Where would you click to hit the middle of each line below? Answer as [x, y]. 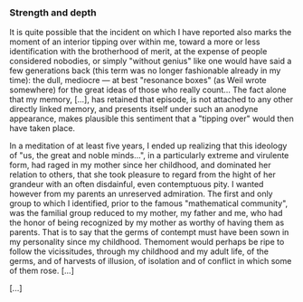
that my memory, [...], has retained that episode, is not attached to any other [151, 99]
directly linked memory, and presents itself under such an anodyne [134, 109]
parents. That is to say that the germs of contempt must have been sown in [149, 232]
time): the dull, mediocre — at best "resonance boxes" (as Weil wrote [138, 80]
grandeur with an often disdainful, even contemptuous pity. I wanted [137, 184]
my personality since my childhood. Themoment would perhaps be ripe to [147, 242]
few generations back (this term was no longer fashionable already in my [145, 71]
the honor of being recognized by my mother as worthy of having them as [147, 222]
